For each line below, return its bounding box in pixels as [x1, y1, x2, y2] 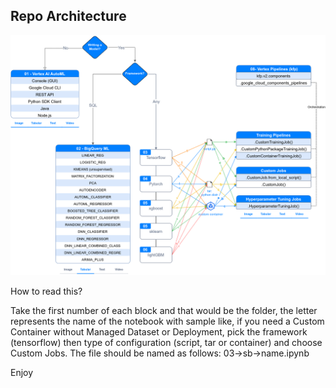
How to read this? [10, 285, 83, 297]
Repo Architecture [10, 8, 127, 25]
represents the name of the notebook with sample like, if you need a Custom [10, 315, 325, 327]
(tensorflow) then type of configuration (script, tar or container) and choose [10, 336, 323, 348]
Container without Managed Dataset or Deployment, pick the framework [10, 325, 308, 338]
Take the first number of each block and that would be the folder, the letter [10, 304, 318, 316]
